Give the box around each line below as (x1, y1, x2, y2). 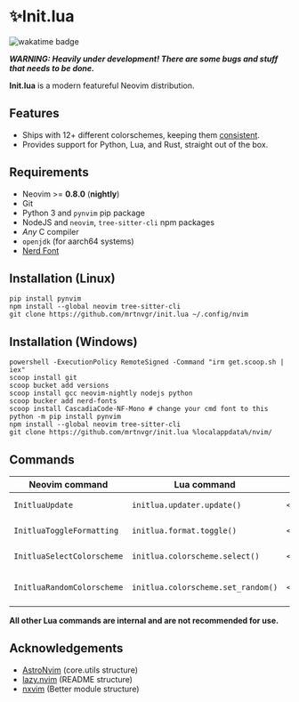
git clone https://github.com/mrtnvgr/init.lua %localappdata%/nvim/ (9, 428, 273, 437)
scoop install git (9, 374, 77, 383)
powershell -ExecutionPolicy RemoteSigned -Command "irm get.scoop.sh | (9, 358, 285, 367)
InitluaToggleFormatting (13, 526, 119, 536)
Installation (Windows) (9, 334, 138, 349)
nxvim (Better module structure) (21, 683, 140, 694)
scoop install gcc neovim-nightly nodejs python (9, 389, 193, 398)
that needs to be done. (9, 62, 95, 73)
